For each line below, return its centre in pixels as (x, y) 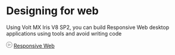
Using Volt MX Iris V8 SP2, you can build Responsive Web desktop (88, 27)
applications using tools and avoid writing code (64, 33)
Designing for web (53, 11)
